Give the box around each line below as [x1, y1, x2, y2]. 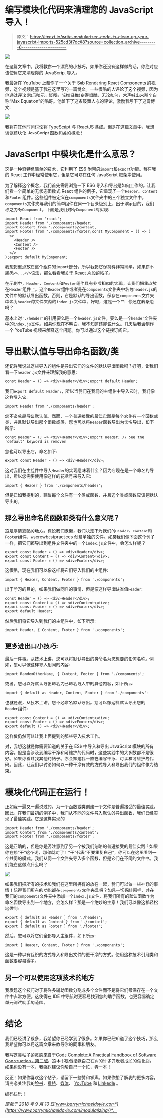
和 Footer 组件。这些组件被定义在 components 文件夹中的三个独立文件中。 [5, 194, 147, 200]
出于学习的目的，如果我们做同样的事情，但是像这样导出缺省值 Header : [5, 586, 143, 592]
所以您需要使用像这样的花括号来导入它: [13, 473, 92, 479]
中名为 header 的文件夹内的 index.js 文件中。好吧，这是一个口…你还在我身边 [5, 298, 154, 304]
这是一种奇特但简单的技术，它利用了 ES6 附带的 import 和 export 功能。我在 [5, 166, 152, 171]
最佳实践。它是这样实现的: [13, 816, 66, 822]
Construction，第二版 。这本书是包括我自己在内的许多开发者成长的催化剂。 [5, 1058, 154, 1064]
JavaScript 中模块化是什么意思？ [5, 149, 137, 160]
